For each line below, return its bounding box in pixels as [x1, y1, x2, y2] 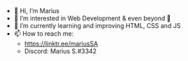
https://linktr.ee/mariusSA [24, 39, 99, 48]
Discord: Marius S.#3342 [24, 47, 97, 55]
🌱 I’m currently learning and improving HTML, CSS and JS [13, 22, 181, 29]
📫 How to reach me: [13, 29, 74, 38]
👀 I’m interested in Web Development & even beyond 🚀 [13, 14, 171, 22]
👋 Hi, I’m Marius [13, 7, 59, 15]
